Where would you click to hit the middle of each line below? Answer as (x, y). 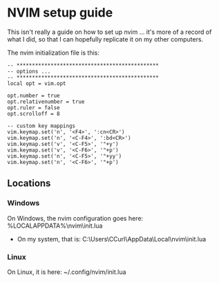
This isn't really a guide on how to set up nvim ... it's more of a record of (109, 32)
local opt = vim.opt (37, 83)
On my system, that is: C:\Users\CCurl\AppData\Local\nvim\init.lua (112, 239)
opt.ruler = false (34, 108)
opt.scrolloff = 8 (34, 113)
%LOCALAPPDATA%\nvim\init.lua (55, 226)
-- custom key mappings (41, 126)
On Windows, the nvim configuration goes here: (75, 218)
